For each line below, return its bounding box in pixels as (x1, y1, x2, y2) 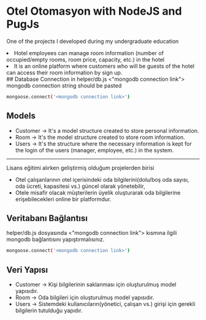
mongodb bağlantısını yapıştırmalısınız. (6, 236, 105, 243)
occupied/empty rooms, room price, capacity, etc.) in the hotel (6, 56, 164, 63)
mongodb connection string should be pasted (6, 81, 122, 89)
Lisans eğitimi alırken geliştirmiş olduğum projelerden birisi (6, 164, 154, 171)
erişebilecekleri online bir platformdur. (15, 195, 112, 203)
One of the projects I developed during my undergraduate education (6, 37, 179, 45)
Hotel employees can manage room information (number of (14, 49, 164, 56)
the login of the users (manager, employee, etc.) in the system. (15, 146, 174, 154)
